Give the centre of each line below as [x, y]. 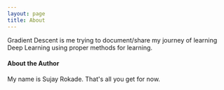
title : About [26, 20]
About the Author [33, 63]
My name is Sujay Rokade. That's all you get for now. [84, 79]
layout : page [26, 14]
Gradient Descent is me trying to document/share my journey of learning [112, 40]
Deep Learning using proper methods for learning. [80, 47]
